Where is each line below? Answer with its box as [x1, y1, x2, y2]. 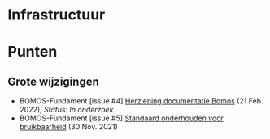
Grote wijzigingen [7, 74, 99, 88]
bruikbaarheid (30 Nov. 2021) [19, 122, 119, 132]
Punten [7, 43, 58, 61]
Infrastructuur [7, 6, 106, 24]
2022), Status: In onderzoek [19, 105, 114, 115]
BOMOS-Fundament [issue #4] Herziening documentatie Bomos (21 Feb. [19, 96, 263, 106]
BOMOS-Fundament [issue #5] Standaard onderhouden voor [19, 113, 224, 123]
